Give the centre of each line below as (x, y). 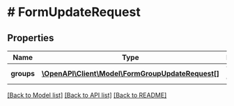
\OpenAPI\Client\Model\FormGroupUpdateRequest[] (130, 74)
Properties (31, 38)
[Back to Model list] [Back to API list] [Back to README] (87, 95)
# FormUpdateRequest (74, 12)
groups (23, 74)
